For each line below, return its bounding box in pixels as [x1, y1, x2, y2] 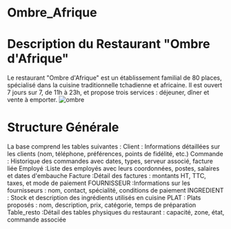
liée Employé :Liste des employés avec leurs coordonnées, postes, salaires [7, 164, 220, 173]
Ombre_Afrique [7, 5, 98, 21]
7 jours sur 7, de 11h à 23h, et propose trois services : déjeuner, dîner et [7, 88, 210, 97]
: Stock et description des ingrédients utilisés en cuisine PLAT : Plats [7, 194, 201, 202]
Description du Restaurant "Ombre [7, 36, 210, 52]
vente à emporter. [7, 96, 58, 104]
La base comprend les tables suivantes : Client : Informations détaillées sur [7, 142, 221, 151]
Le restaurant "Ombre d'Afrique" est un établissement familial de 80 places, [7, 74, 222, 82]
